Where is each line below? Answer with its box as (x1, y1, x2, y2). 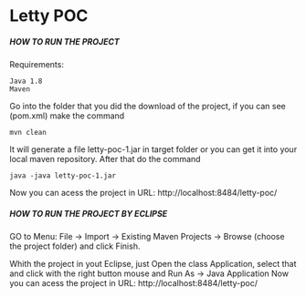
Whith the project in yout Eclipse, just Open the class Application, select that (9, 259, 297, 270)
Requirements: (9, 59, 64, 70)
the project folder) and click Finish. (9, 241, 141, 251)
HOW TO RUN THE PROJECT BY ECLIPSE (9, 208, 168, 219)
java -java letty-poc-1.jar (9, 171, 117, 180)
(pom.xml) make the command (9, 110, 125, 121)
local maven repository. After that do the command (9, 154, 201, 165)
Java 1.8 (9, 77, 43, 87)
